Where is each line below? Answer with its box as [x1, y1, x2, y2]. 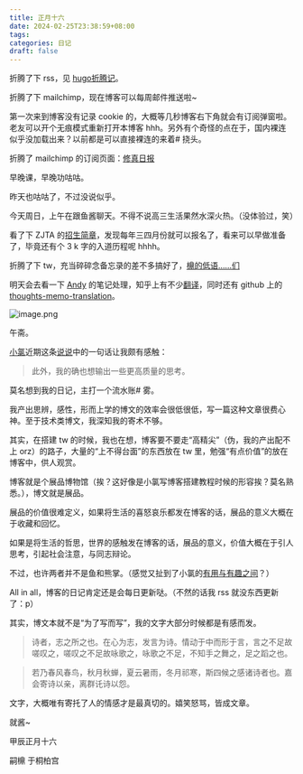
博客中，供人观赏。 [9, 457, 81, 468]
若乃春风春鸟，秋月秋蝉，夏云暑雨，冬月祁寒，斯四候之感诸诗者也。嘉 [31, 667, 293, 678]
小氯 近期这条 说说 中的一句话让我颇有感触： [9, 347, 168, 358]
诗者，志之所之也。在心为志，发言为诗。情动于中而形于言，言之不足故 [31, 637, 293, 648]
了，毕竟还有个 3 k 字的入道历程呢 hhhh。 [9, 241, 165, 252]
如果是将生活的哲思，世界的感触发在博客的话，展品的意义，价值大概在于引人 [9, 537, 294, 548]
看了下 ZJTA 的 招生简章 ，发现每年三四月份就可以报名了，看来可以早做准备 [9, 229, 287, 240]
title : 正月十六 [9, 13, 65, 23]
